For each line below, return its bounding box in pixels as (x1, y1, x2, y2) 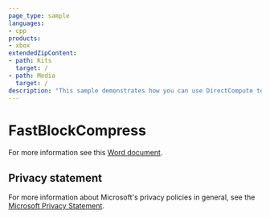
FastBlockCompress (8, 121, 147, 139)
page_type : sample (8, 11, 70, 20)
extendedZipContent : (8, 49, 78, 57)
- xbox (8, 42, 31, 50)
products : (8, 34, 42, 43)
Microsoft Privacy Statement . (8, 201, 104, 211)
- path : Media (8, 72, 56, 80)
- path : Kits (8, 57, 52, 65)
